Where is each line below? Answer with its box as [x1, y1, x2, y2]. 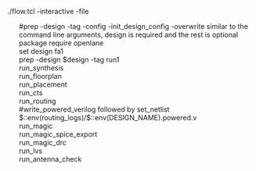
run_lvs [18, 146, 43, 155]
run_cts [18, 88, 43, 97]
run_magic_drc [18, 138, 67, 147]
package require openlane [18, 38, 104, 48]
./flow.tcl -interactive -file [7, 7, 89, 16]
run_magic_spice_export [18, 130, 98, 139]
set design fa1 [18, 47, 64, 55]
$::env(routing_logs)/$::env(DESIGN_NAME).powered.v [18, 113, 197, 122]
